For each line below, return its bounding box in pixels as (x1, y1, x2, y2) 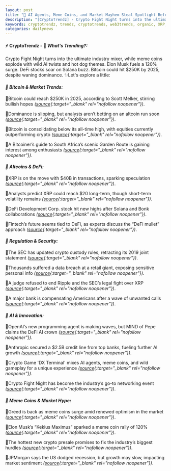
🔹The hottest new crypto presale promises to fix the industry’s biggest (5, 439, 153, 446)
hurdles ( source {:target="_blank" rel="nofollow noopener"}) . (5, 444, 133, 451)
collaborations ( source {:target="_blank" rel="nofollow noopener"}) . (5, 211, 147, 217)
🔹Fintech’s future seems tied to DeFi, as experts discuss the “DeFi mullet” (5, 221, 159, 227)
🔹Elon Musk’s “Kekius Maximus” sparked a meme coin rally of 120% (5, 424, 148, 430)
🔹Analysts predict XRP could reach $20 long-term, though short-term (5, 190, 151, 196)
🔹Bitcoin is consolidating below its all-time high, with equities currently (5, 126, 154, 132)
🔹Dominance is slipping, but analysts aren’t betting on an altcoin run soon (5, 111, 160, 117)
